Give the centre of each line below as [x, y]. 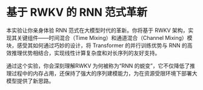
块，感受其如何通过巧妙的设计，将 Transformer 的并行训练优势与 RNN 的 [97, 45]
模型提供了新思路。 [30, 81]
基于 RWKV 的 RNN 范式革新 [77, 12]
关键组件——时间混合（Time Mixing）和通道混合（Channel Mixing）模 [105, 37]
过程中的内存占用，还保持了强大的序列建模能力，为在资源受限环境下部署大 [104, 73]
